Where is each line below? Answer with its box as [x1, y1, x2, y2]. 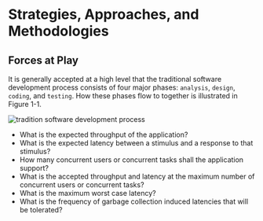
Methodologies [8, 22, 109, 40]
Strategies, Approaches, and [8, 6, 199, 24]
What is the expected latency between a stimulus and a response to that [19, 138, 254, 147]
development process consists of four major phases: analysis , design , [8, 83, 236, 92]
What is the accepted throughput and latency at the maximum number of [19, 171, 255, 181]
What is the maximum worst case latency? [19, 189, 156, 197]
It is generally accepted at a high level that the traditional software [8, 75, 222, 83]
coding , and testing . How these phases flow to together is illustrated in [8, 91, 238, 100]
